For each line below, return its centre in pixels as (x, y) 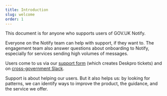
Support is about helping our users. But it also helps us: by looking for (78, 78)
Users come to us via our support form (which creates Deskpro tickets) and (84, 63)
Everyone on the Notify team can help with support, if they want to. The (80, 43)
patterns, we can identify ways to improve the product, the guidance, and (81, 83)
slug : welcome (20, 14)
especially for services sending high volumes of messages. (67, 53)
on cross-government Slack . (35, 68)
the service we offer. (27, 89)
